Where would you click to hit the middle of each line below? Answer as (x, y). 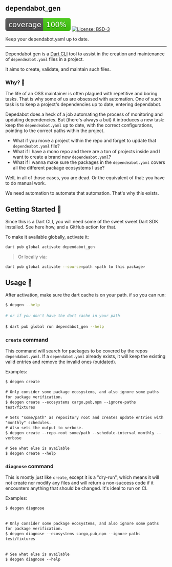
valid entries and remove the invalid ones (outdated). (61, 362)
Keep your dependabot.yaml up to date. (47, 39)
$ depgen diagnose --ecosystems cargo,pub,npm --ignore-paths (73, 534)
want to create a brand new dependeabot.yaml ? (62, 157)
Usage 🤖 (19, 283)
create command (27, 340)
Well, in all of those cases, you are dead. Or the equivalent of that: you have (85, 178)
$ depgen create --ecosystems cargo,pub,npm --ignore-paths (71, 402)
